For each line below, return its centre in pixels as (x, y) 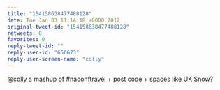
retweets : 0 (24, 33)
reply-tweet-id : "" (36, 46)
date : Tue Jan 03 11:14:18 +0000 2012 (64, 20)
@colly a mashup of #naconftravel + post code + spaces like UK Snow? (110, 79)
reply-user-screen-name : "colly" (56, 59)
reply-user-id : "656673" (43, 53)
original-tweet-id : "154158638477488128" (68, 27)
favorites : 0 (26, 40)
